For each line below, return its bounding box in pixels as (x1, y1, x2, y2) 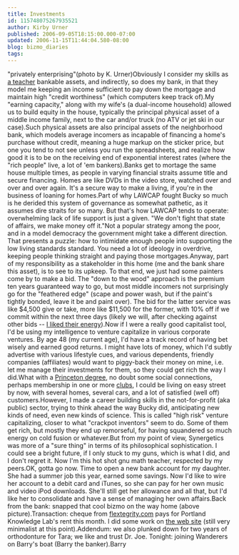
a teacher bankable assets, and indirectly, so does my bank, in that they (7, 77, 218, 86)
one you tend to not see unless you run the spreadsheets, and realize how (7, 146, 225, 154)
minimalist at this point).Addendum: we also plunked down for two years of (7, 524, 228, 533)
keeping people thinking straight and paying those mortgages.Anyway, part (7, 251, 229, 260)
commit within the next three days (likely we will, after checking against (7, 312, 218, 321)
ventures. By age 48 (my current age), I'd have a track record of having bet (7, 335, 228, 343)
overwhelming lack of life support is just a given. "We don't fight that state (7, 213, 225, 222)
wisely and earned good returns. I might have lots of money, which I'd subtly (7, 342, 233, 351)
